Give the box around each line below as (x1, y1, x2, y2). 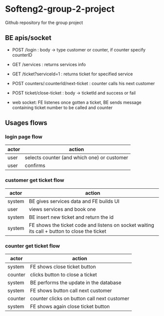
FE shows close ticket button (30, 263, 96, 270)
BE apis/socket (5, 34, 52, 42)
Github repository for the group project (5, 20, 83, 25)
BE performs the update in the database (30, 279, 122, 286)
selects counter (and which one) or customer (24, 154, 128, 161)
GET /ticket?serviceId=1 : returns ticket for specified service (12, 71, 133, 77)
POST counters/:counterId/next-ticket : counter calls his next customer (12, 80, 155, 86)
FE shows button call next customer (30, 287, 112, 294)
